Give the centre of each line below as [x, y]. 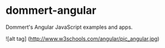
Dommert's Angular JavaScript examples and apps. [69, 27]
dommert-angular [51, 10]
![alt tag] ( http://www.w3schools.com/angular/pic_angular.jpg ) [82, 38]
